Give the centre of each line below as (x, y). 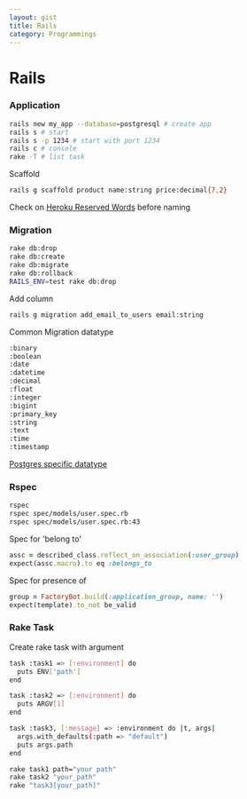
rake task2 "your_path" (53, 778)
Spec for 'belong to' (46, 539)
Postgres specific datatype (58, 464)
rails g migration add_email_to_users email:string (106, 315)
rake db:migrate (39, 265)
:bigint (23, 406)
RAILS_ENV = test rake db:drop (63, 281)
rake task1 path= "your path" (63, 769)
